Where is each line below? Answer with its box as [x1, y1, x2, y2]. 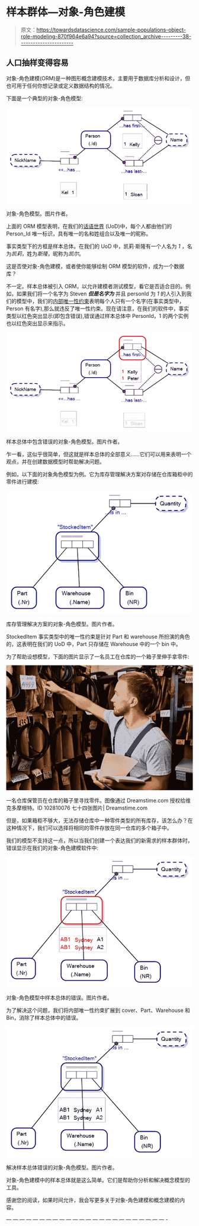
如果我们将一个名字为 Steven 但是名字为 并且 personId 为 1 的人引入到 [16, 290, 187, 297]
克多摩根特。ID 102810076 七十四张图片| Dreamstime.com [6, 804, 148, 811]
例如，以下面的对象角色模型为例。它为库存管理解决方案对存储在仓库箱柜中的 [6, 471, 193, 478]
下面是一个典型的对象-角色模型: [6, 94, 83, 101]
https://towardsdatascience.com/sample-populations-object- [36, 26, 187, 33]
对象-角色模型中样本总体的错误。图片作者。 [6, 994, 113, 1001]
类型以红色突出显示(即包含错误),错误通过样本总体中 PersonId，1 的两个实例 [6, 313, 189, 320]
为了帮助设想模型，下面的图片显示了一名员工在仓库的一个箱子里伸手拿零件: [6, 653, 190, 660]
